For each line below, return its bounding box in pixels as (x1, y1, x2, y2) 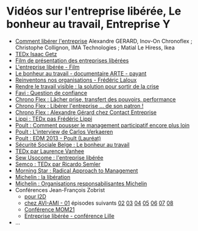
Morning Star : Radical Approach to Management (15, 166, 138, 174)
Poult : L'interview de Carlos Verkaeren (15, 128, 113, 135)
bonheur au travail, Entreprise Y (6, 17, 171, 31)
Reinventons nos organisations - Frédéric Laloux (15, 76, 137, 84)
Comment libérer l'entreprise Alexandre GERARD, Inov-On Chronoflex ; (15, 37, 193, 44)
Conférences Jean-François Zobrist (15, 186, 105, 193)
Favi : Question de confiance (15, 89, 87, 96)
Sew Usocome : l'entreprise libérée (15, 154, 104, 161)
